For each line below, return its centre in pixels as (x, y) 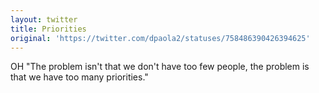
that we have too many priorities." (79, 77)
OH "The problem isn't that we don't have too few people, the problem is (160, 67)
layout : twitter (44, 19)
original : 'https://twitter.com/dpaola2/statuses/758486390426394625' (160, 38)
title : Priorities (48, 29)
